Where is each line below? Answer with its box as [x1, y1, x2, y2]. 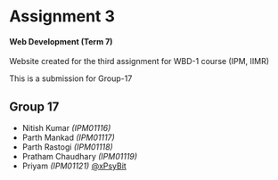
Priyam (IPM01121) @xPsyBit [21, 160, 127, 171]
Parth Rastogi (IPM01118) [21, 142, 113, 152]
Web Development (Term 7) [9, 36, 113, 46]
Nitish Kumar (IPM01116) [21, 123, 111, 134]
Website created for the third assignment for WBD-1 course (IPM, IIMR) [9, 56, 270, 67]
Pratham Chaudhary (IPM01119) [21, 151, 138, 162]
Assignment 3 [9, 6, 116, 27]
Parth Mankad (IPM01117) [21, 132, 116, 143]
